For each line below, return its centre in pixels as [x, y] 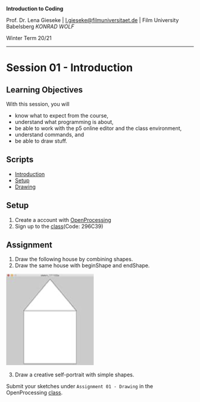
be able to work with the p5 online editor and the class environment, [98, 128]
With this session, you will [38, 104]
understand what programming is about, [64, 122]
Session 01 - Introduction [69, 68]
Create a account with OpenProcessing [63, 219]
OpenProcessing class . [35, 392]
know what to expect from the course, [62, 115]
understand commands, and [49, 134]
